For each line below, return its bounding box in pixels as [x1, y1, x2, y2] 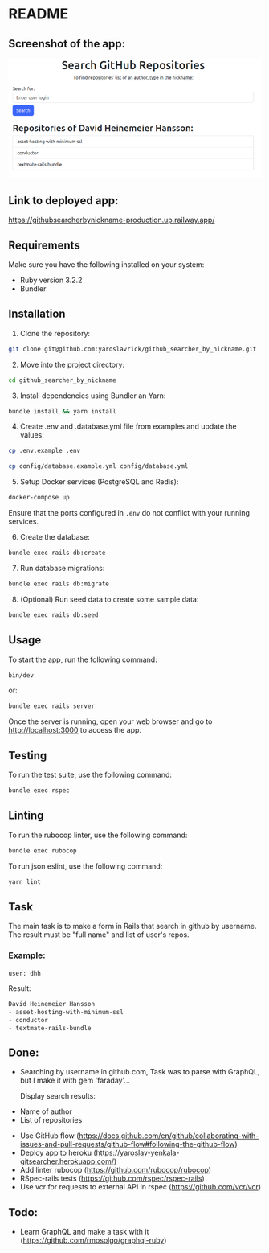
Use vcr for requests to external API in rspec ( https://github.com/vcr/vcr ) [19, 1182, 262, 1192]
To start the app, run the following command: [8, 655, 158, 664]
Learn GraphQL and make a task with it [19, 1227, 149, 1237]
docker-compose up [8, 494, 70, 502]
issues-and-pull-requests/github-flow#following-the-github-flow [19, 1140, 235, 1149]
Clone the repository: [19, 328, 91, 338]
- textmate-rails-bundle [8, 1024, 92, 1032]
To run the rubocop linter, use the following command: [8, 830, 188, 840]
